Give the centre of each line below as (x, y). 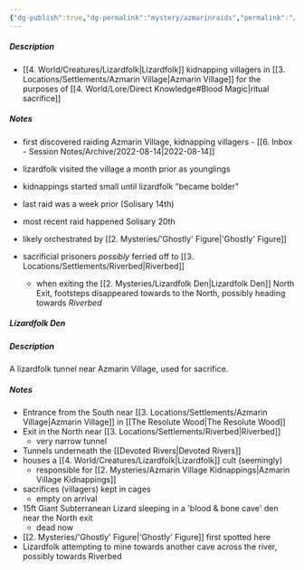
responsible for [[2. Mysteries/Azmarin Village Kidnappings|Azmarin (163, 470)
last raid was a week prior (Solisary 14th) (98, 203)
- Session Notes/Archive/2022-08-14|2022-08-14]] (119, 151)
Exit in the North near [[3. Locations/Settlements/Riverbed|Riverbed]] (152, 431)
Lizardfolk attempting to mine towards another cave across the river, (150, 547)
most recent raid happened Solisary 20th (99, 221)
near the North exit (57, 518)
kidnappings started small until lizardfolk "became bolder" (131, 186)
